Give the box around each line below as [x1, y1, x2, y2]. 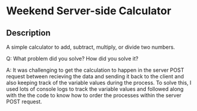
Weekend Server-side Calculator [6, 4, 171, 18]
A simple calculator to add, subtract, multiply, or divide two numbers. [6, 43, 176, 50]
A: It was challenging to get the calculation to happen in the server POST [6, 66, 185, 74]
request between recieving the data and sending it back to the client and [6, 73, 185, 80]
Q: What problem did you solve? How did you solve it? [6, 55, 139, 62]
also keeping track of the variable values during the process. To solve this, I [6, 79, 192, 86]
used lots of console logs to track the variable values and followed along [6, 85, 184, 93]
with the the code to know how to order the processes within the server [6, 92, 182, 99]
